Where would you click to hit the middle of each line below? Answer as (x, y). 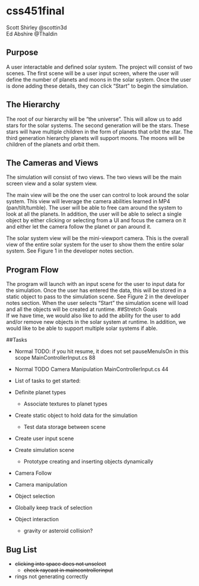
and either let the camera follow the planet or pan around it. (79, 227)
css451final (35, 11)
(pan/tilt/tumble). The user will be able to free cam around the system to (94, 208)
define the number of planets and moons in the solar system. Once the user (99, 79)
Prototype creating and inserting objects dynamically (88, 462)
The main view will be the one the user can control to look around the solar (98, 195)
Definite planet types (40, 392)
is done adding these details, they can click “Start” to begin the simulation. (97, 86)
